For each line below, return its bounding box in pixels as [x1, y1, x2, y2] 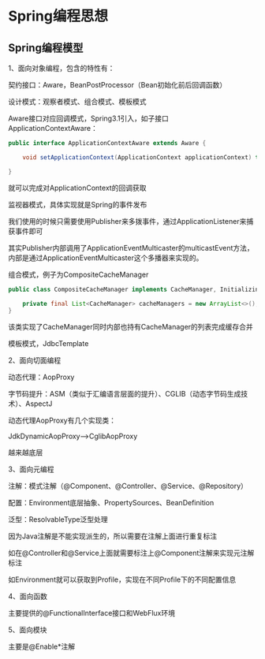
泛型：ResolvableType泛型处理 [8, 515, 108, 524]
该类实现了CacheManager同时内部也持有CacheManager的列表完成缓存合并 [8, 322, 254, 332]
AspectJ [24, 399, 53, 408]
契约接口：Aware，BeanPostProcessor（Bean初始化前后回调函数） [8, 80, 227, 89]
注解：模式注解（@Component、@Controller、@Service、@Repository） [8, 482, 248, 491]
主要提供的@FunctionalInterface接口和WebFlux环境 [8, 609, 176, 618]
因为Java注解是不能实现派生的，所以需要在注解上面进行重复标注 [8, 531, 218, 541]
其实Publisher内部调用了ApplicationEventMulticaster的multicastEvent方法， [8, 243, 254, 252]
